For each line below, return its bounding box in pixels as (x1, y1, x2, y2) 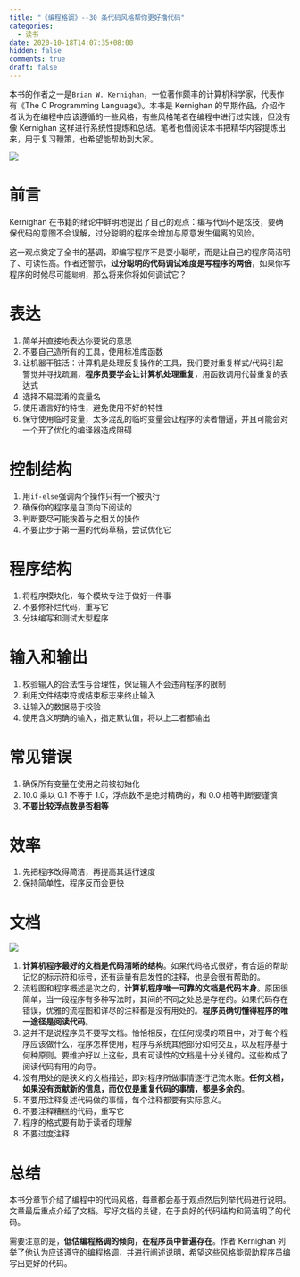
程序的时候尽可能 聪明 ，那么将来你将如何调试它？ (9, 269, 187, 279)
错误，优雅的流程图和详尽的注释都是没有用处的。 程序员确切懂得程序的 (21, 1005, 281, 1016)
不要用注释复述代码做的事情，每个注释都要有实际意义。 (21, 1094, 226, 1106)
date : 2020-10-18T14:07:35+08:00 (9, 38, 134, 47)
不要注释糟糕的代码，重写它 (21, 1106, 125, 1117)
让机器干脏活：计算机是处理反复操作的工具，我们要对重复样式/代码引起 (21, 357, 284, 368)
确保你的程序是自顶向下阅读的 (21, 501, 132, 512)
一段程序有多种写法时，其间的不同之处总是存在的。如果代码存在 (53, 994, 288, 1005)
